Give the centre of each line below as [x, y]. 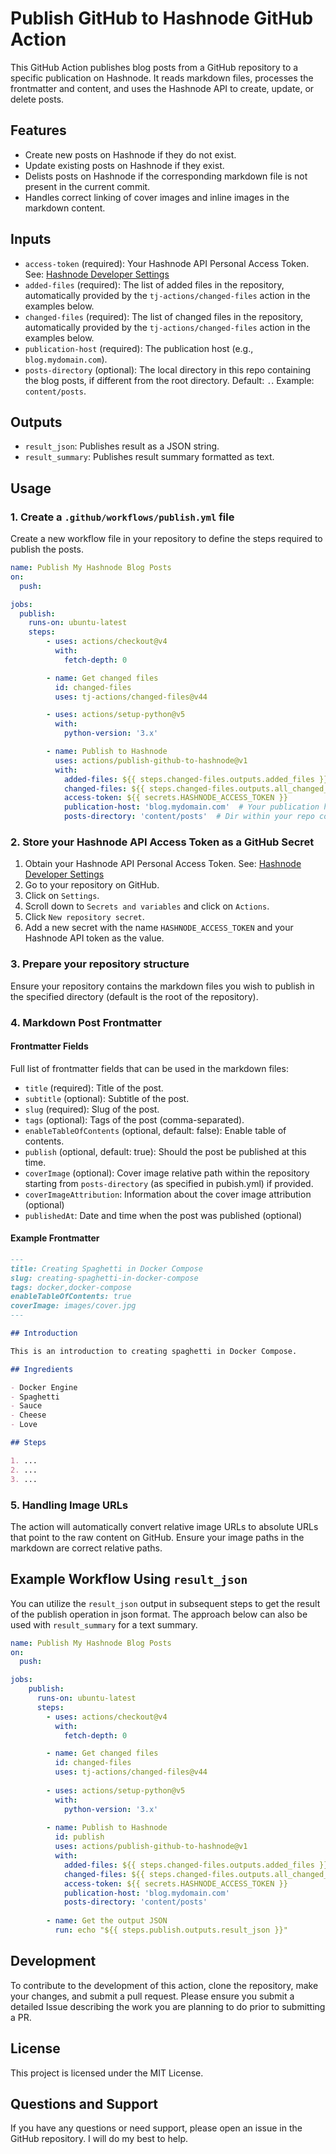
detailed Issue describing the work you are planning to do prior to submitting [168, 2006]
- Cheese [28, 1415]
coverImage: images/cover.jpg [73, 1306]
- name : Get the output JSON [107, 1921]
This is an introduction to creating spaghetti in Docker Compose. [154, 1351]
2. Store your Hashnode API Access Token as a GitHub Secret [162, 842]
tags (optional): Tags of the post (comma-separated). [134, 1119]
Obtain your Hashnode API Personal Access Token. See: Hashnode [163, 864]
